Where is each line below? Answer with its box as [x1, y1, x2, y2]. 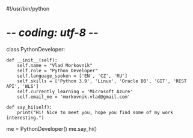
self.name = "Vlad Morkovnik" [17, 62, 93, 68]
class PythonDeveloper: [6, 45, 66, 53]
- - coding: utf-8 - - [6, 26, 99, 39]
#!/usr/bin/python [6, 5, 50, 12]
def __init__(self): [6, 57, 58, 63]
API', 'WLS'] [6, 83, 39, 89]
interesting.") [6, 115, 44, 121]
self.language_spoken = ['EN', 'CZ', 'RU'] [17, 73, 128, 79]
